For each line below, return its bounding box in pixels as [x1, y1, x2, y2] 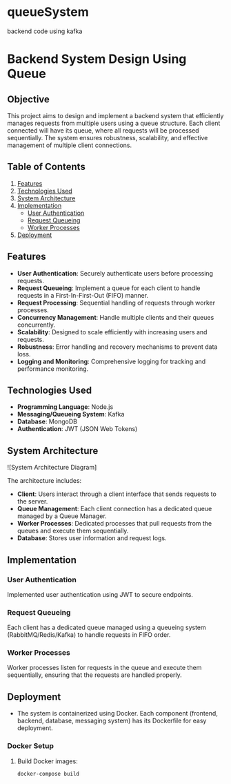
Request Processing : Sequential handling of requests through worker [17, 298, 216, 307]
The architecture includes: [7, 477, 82, 485]
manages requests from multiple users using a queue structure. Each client [7, 119, 221, 127]
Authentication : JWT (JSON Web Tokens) [17, 425, 138, 433]
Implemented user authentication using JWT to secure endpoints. [7, 590, 193, 598]
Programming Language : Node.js [17, 403, 114, 411]
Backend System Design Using [7, 51, 187, 67]
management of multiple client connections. [7, 141, 132, 149]
